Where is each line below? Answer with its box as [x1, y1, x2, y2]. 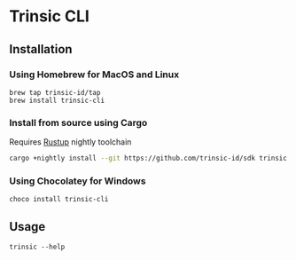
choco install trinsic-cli [9, 195, 109, 204]
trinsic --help [9, 242, 66, 252]
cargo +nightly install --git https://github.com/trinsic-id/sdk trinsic [9, 154, 288, 163]
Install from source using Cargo [9, 116, 148, 129]
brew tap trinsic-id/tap [9, 88, 101, 97]
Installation [9, 42, 73, 57]
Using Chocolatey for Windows [9, 175, 146, 187]
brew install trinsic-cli [9, 96, 105, 105]
